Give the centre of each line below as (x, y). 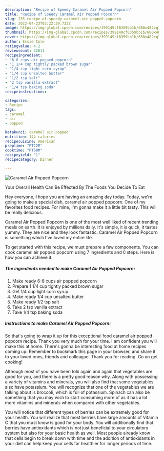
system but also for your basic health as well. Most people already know (78, 433)
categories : (17, 100)
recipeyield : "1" (23, 155)
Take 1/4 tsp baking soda (37, 312)
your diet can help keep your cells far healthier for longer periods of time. (79, 443)
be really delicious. (24, 212)
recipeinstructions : (26, 92)
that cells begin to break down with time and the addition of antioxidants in (80, 438)
